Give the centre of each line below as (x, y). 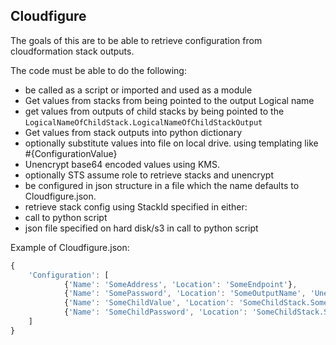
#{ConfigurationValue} (71, 153)
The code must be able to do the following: (98, 70)
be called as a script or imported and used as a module (138, 90)
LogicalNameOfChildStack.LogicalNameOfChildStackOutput (143, 122)
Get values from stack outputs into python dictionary (133, 132)
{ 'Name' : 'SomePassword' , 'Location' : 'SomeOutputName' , (185, 294)
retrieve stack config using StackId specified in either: (136, 206)
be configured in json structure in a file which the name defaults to (162, 185)
